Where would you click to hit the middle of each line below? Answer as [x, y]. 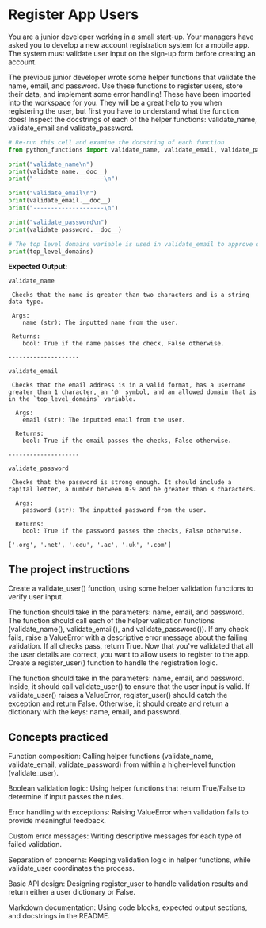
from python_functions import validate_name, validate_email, [113, 150]
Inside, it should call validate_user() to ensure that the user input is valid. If [129, 687]
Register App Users [74, 15]
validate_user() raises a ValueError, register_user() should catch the [118, 695]
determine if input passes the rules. [66, 797]
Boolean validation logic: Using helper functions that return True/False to [127, 788]
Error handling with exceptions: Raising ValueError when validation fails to [128, 812]
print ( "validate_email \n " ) [53, 193]
